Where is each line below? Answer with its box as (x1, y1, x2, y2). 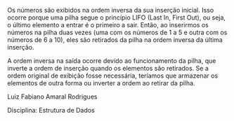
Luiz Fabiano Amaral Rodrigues (7, 92, 98, 101)
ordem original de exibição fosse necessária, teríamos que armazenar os (7, 71, 219, 80)
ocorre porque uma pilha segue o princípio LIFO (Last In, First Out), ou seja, (7, 13, 226, 22)
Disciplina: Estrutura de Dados (7, 106, 95, 114)
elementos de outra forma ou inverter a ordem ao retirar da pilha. (7, 79, 195, 87)
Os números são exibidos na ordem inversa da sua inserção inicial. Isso (7, 6, 214, 14)
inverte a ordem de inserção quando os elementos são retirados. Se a (7, 64, 209, 72)
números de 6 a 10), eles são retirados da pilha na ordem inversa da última (7, 36, 223, 44)
